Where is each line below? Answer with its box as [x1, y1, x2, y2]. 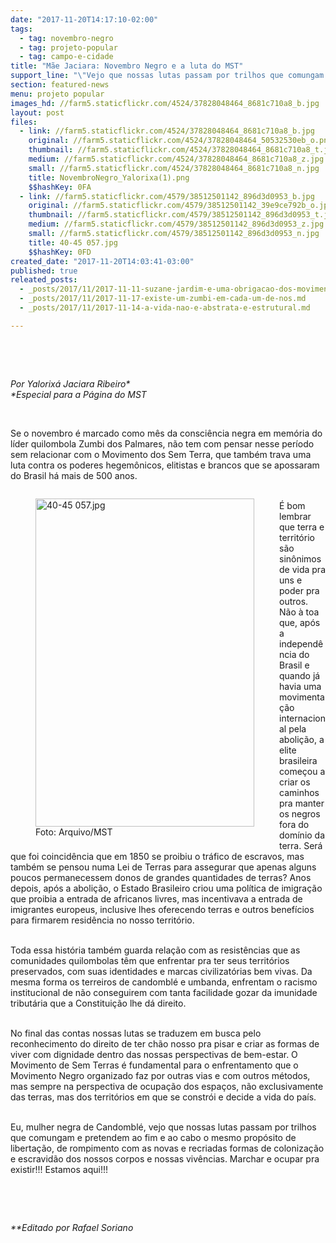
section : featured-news [10, 80, 110, 90]
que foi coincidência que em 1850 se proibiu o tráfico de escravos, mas [10, 850, 305, 862]
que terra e [279, 521, 325, 533]
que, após [279, 616, 321, 628]
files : [10, 117, 38, 127]
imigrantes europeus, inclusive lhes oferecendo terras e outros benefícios [10, 903, 315, 915]
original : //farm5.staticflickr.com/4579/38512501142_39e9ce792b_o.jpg [28, 201, 333, 211]
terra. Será [279, 839, 323, 851]
